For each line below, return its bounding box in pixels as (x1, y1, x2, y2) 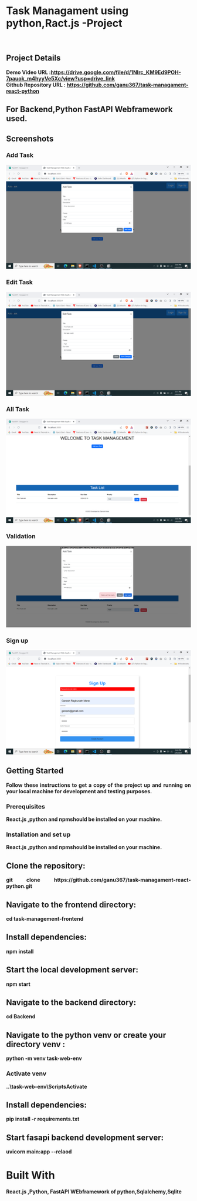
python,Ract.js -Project (6, 16, 123, 30)
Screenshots (6, 133, 54, 143)
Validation (6, 532, 36, 540)
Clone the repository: (6, 861, 86, 871)
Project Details (6, 53, 61, 63)
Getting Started (6, 766, 64, 776)
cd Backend (6, 1013, 36, 1020)
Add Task (6, 151, 34, 159)
